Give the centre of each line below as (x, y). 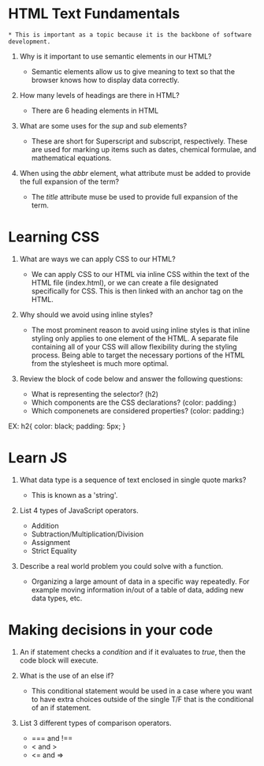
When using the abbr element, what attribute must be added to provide (135, 173)
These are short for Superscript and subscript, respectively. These (139, 141)
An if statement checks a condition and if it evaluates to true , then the (132, 652)
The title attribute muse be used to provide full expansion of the (135, 196)
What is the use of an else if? (67, 675)
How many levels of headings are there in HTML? (99, 95)
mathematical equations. (71, 158)
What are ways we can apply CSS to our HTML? (97, 259)
